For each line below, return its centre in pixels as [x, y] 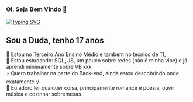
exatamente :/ [23, 82]
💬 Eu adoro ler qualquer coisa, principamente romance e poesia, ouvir [90, 88]
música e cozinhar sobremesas [44, 94]
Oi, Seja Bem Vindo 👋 [37, 9]
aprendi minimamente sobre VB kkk [49, 67]
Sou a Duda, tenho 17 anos [55, 40]
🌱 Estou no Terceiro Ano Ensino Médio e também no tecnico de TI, [86, 54]
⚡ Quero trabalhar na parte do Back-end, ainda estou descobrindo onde [93, 73]
